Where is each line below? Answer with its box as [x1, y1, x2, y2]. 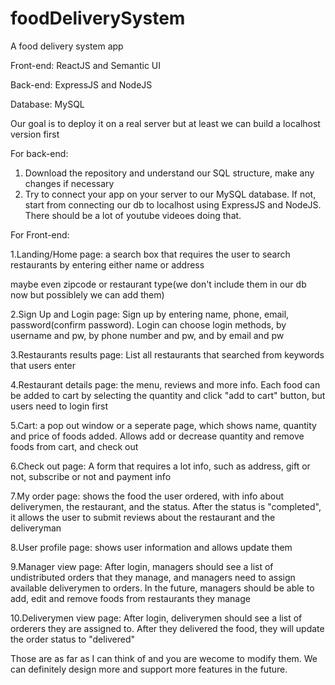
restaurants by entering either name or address [10, 258, 205, 271]
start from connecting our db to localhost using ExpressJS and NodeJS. [24, 198, 322, 211]
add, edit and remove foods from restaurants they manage [10, 592, 251, 604]
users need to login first [10, 400, 109, 412]
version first [10, 128, 60, 140]
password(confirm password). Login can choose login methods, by [10, 318, 287, 331]
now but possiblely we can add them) [10, 288, 165, 301]
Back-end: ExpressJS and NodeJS [10, 78, 153, 91]
